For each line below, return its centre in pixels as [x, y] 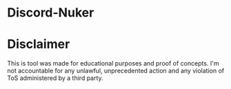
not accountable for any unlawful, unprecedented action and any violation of [116, 71]
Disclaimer [39, 44]
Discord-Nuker [51, 13]
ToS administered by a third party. [55, 78]
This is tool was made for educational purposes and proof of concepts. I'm [113, 63]
